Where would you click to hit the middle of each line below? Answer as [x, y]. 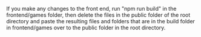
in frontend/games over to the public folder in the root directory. [86, 27]
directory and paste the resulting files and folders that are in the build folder [101, 21]
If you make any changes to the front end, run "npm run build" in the [91, 9]
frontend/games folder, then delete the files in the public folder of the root [98, 15]
